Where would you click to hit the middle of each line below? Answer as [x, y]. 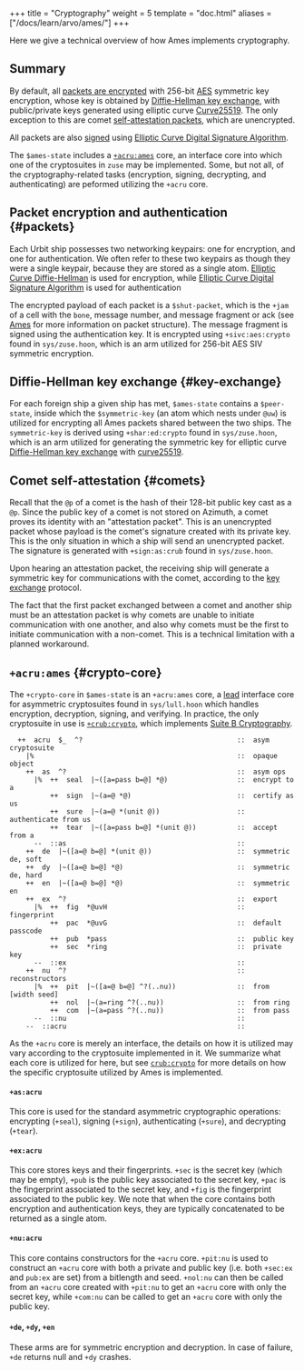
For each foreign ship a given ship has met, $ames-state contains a [134, 404]
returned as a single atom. [58, 1218]
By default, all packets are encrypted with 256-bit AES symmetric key [139, 91]
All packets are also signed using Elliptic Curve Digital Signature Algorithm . [149, 137]
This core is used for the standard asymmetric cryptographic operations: [145, 1112]
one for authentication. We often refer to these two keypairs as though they [150, 258]
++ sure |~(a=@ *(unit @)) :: [147, 812]
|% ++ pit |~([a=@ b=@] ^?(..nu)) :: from [152, 987]
